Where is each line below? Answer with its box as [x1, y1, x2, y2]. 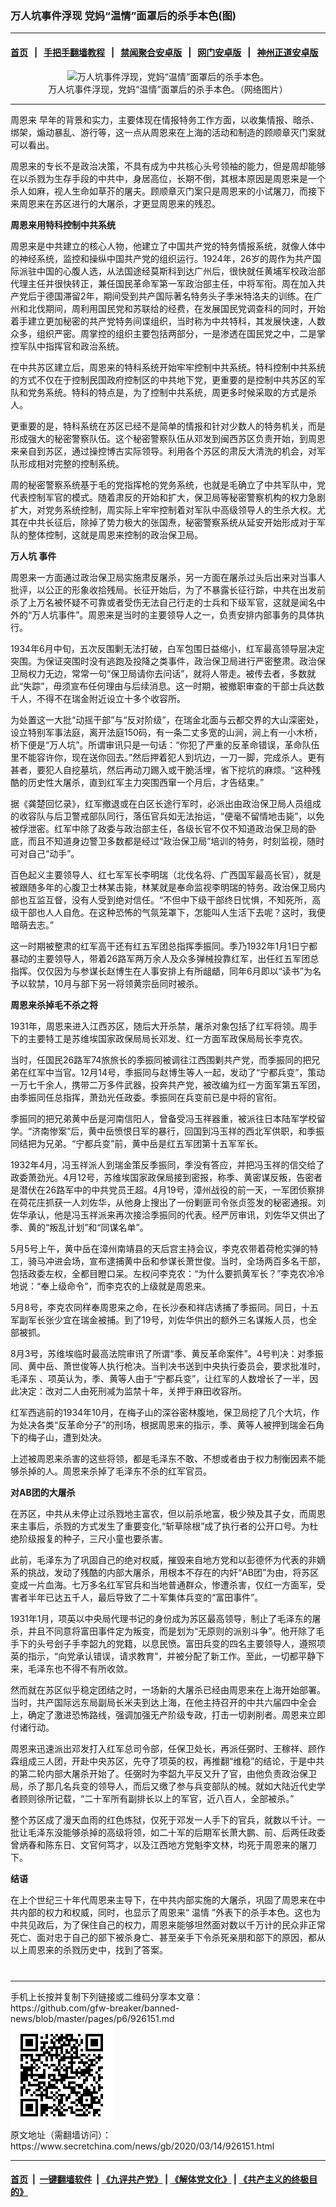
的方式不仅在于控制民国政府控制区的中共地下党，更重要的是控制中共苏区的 [10, 373, 317, 386]
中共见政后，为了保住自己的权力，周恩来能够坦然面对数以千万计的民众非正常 [10, 1918, 326, 1931]
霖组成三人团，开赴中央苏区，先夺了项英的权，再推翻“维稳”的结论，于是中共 [10, 1755, 325, 1767]
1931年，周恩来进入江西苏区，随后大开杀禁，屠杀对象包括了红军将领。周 [10, 1020, 309, 1032]
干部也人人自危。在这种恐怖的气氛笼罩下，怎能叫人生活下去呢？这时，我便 [18, 906, 326, 918]
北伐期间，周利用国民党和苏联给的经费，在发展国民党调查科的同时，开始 [27, 302, 326, 314]
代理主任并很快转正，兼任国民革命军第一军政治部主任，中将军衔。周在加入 [10, 277, 317, 289]
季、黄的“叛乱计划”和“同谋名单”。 [10, 1221, 149, 1233]
